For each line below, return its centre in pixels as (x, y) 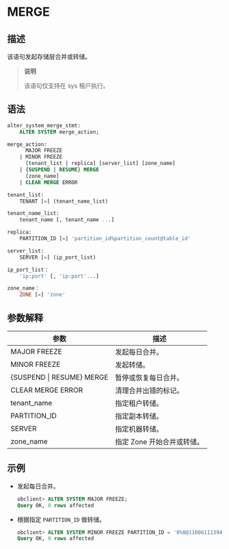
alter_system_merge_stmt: (44, 125)
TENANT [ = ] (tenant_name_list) (64, 201)
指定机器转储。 (139, 429)
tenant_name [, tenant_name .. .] (67, 220)
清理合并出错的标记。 (149, 391)
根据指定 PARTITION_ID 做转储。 (61, 519)
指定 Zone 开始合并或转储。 (159, 442)
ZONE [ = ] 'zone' (43, 295)
